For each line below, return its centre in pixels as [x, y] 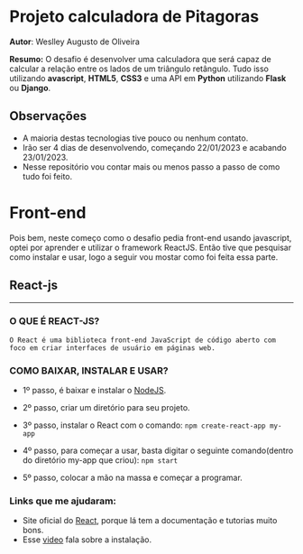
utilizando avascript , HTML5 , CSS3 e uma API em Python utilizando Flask [148, 78]
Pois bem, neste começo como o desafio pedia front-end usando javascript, [151, 237]
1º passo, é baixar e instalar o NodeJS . [94, 391]
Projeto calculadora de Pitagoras [134, 17]
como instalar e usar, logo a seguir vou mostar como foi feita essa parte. [144, 257]
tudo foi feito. [47, 176]
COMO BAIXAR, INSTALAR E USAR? [89, 370]
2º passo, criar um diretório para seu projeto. [106, 408]
